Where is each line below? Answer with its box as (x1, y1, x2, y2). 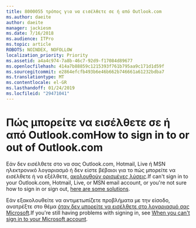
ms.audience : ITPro (6, 36, 54, 42)
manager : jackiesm (6, 25, 51, 31)
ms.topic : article (6, 42, 51, 48)
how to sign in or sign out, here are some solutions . (6, 185, 131, 192)
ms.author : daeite (6, 14, 51, 20)
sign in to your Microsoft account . (6, 215, 88, 222)
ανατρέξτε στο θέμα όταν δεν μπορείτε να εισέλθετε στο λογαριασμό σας (6, 203, 190, 210)
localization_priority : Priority (6, 52, 88, 58)
